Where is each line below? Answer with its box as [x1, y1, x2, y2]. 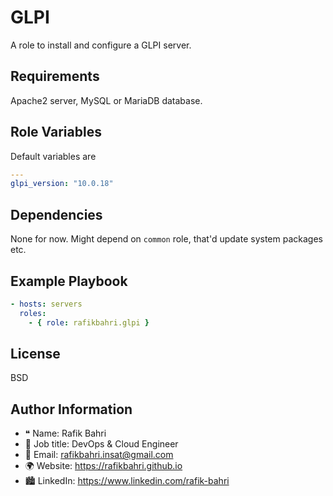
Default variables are [10, 150, 97, 162]
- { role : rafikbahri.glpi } [28, 317, 150, 328]
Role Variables [10, 124, 102, 141]
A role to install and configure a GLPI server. [10, 39, 192, 51]
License [10, 345, 61, 362]
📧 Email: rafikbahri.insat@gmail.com [24, 449, 174, 461]
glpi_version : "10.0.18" [10, 179, 114, 189]
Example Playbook [10, 272, 128, 290]
